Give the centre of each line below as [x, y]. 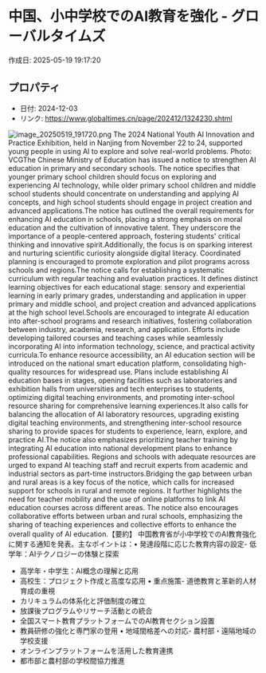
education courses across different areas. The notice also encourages [123, 507]
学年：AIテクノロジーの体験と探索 [64, 554]
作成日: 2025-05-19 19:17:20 [55, 60]
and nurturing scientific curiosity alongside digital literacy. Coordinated [125, 253]
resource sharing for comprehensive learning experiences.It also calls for [129, 406]
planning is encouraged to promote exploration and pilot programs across [129, 261]
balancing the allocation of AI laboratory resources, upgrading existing [124, 414]
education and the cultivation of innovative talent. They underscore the [125, 228]
